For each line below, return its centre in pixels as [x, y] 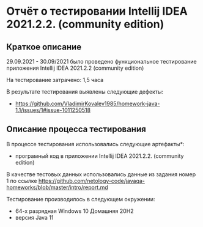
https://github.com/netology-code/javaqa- [92, 180]
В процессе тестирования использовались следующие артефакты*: [95, 144]
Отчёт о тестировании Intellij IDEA [97, 11]
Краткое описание [44, 47]
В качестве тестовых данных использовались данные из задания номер [101, 174]
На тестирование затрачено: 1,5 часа [55, 80]
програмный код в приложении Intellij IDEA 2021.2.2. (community [99, 156]
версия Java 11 [34, 217]
